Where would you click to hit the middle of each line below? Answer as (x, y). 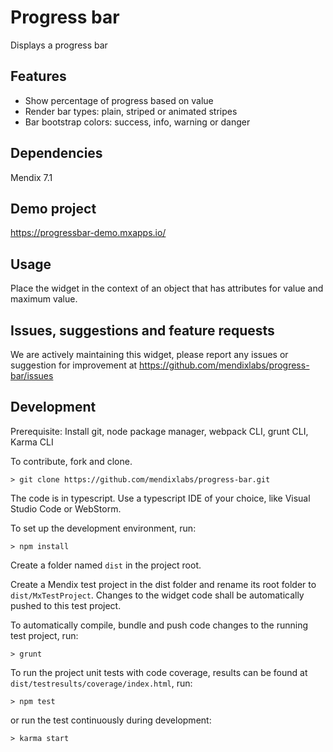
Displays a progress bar (59, 45)
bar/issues (32, 375)
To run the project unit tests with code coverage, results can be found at (159, 672)
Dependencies (56, 153)
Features (38, 76)
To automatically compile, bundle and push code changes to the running (159, 625)
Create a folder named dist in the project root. (106, 565)
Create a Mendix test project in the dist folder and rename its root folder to (163, 584)
